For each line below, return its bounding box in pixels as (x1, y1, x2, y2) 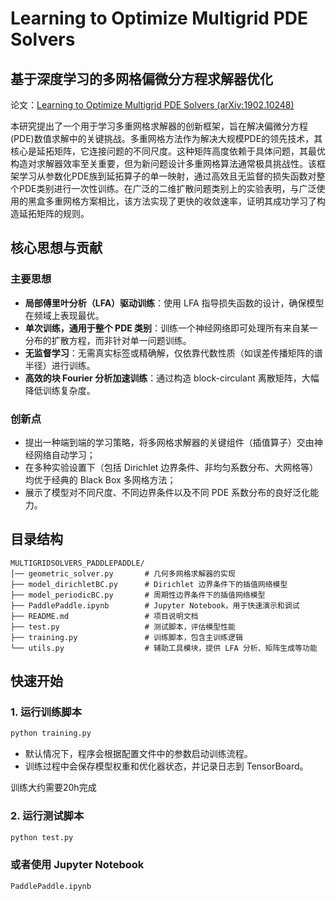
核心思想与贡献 (10, 240, 103, 257)
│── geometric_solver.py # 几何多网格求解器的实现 (10, 568, 236, 579)
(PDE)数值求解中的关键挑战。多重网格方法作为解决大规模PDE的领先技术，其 (10, 133, 323, 144)
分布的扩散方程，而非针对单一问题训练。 (24, 334, 192, 346)
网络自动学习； (33, 448, 96, 461)
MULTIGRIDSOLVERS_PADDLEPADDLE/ (10, 558, 145, 568)
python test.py (10, 832, 74, 842)
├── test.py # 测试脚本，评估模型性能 (10, 622, 236, 632)
